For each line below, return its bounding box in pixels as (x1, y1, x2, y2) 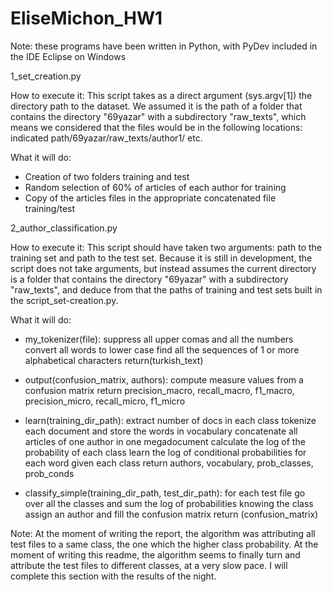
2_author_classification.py (10, 222, 118, 234)
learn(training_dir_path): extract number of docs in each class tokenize (24, 414, 317, 426)
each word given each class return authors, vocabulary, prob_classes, (24, 457, 314, 469)
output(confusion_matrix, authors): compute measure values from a (24, 373, 304, 386)
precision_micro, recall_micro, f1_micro (24, 395, 186, 407)
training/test (24, 202, 76, 214)
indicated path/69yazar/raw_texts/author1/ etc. (10, 132, 203, 144)
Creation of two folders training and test (24, 170, 190, 182)
